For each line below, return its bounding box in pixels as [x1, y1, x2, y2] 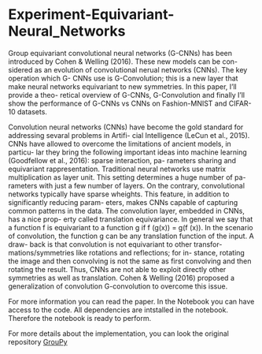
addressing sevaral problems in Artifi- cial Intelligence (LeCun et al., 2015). [8, 130, 250, 140]
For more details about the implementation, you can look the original [8, 329, 230, 338]
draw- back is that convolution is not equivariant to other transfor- [8, 239, 223, 249]
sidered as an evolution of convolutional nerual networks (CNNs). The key [8, 65, 248, 74]
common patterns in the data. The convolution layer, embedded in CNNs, [8, 206, 245, 215]
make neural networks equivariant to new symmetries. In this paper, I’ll [8, 81, 238, 91]
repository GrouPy [8, 337, 68, 346]
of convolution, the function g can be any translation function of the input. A [8, 231, 254, 240]
